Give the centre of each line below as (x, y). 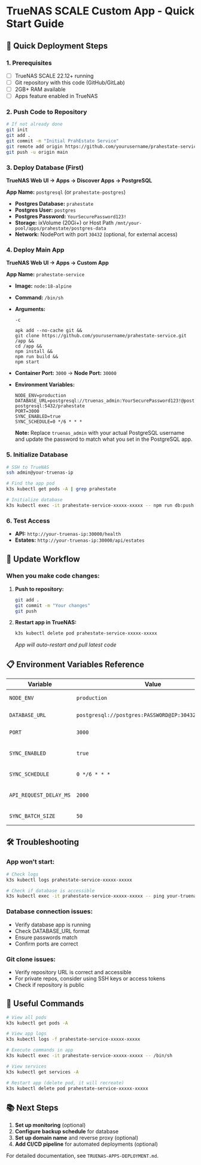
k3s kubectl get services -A (42, 1072)
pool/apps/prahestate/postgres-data (60, 228)
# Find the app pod (31, 484)
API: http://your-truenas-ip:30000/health (68, 534)
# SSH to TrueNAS (28, 467)
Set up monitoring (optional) (50, 1125)
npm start (27, 362)
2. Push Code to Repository (47, 112)
